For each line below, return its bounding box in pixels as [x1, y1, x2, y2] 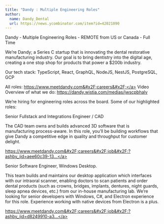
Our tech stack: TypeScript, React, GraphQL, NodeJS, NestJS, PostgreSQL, [5, 69, 158, 75]
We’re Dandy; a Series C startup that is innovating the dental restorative [5, 49, 150, 55]
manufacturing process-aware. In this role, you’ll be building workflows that [5, 128, 158, 134]
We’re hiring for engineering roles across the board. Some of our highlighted [5, 99, 160, 105]
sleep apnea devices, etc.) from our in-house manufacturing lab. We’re [5, 188, 148, 194]
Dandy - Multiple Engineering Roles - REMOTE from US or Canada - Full [5, 34, 151, 40]
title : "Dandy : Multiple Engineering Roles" [5, 7, 100, 12]
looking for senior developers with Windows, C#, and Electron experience [5, 193, 154, 199]
